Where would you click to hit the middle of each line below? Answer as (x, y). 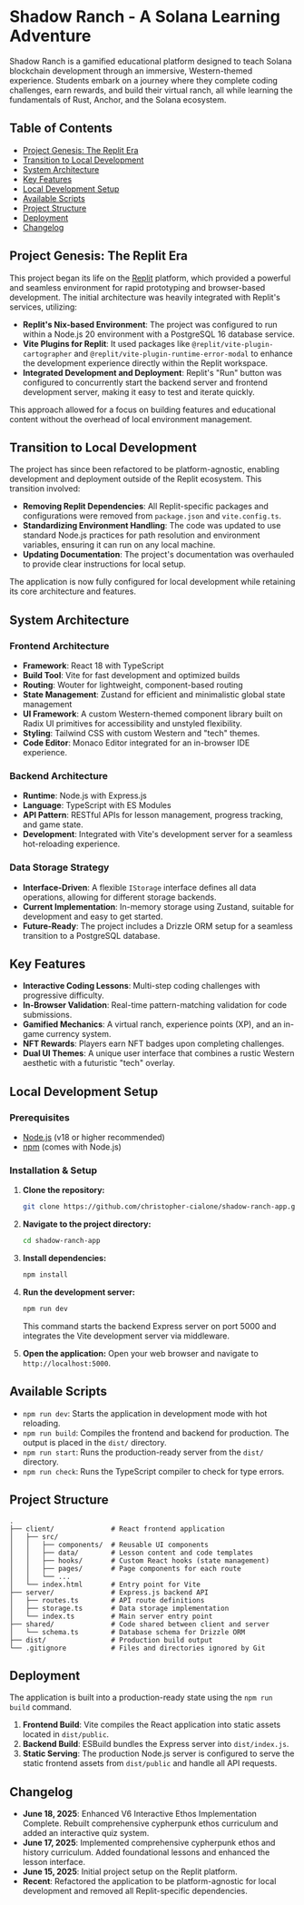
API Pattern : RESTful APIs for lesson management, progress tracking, (152, 815)
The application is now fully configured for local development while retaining (152, 582)
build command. (41, 1707)
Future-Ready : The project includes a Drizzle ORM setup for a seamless (157, 926)
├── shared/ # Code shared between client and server (140, 1624)
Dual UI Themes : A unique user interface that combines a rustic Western (158, 1053)
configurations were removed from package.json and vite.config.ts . (152, 516)
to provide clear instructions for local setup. (104, 564)
